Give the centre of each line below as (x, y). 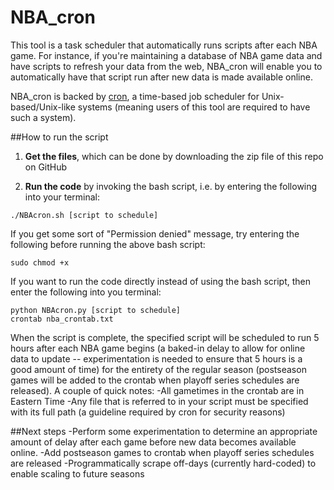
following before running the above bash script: (108, 244)
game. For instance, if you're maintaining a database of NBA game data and (166, 55)
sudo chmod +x (40, 262)
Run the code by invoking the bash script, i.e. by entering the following (171, 186)
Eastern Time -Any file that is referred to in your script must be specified (159, 401)
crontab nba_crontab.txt (62, 319)
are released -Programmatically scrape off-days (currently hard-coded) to (163, 463)
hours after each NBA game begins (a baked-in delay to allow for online (158, 348)
